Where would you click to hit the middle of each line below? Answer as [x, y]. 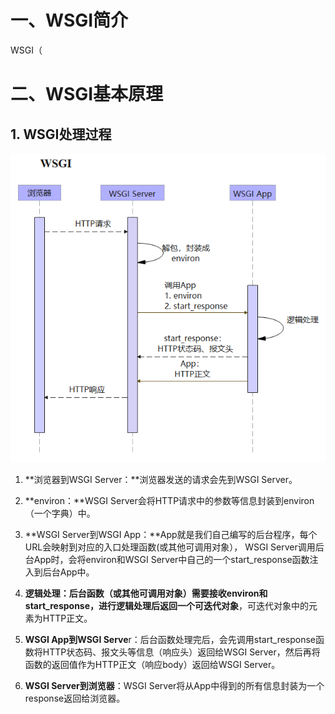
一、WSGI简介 [69, 20]
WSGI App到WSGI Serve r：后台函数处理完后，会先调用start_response [170, 640]
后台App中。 [68, 572]
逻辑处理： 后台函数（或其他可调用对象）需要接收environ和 [146, 593]
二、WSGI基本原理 [87, 94]
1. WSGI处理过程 [61, 134]
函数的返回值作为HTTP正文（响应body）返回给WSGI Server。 [152, 665]
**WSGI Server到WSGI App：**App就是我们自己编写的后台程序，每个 [171, 535]
